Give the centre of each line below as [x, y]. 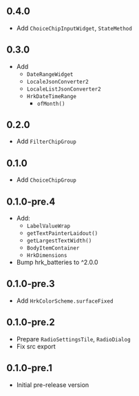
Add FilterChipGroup [46, 142]
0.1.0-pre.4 [31, 201]
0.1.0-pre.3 [31, 284]
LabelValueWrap [48, 226]
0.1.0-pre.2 [31, 322]
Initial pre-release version [53, 385]
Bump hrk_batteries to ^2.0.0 [57, 263]
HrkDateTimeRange [52, 96]
